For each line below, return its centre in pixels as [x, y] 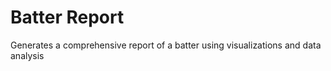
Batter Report [67, 17]
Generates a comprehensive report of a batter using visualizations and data [166, 45]
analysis [27, 55]
